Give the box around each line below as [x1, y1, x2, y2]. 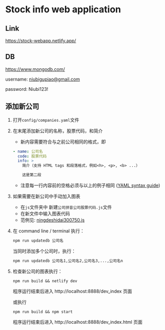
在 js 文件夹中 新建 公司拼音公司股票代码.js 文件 [20, 204, 112, 210]
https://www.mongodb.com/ [5, 66, 65, 72]
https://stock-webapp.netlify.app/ [5, 37, 76, 44]
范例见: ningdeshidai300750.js [20, 217, 85, 223]
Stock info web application [5, 4, 121, 15]
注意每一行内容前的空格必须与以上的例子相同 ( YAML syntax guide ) [20, 182, 160, 188]
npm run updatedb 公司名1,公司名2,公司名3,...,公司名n [12, 258, 123, 263]
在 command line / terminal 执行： [12, 228, 85, 234]
